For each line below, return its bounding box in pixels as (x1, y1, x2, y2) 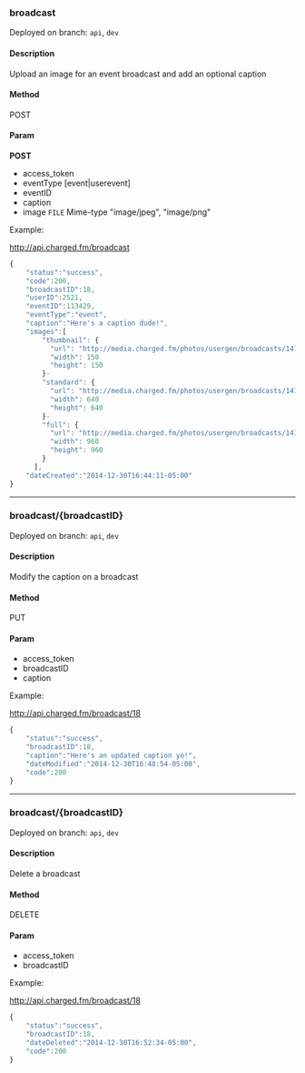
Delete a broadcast (9, 868, 81, 879)
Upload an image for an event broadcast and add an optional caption (9, 68, 267, 79)
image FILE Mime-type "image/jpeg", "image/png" (22, 207, 212, 218)
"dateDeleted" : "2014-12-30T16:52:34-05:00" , (25, 1038, 197, 1048)
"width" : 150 (49, 352, 100, 361)
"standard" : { (42, 378, 95, 388)
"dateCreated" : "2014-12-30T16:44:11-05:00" (25, 471, 193, 480)
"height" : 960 (49, 446, 103, 455)
